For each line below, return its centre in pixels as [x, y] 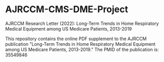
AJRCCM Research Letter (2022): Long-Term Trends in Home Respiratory [82, 23]
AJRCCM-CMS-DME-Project [67, 9]
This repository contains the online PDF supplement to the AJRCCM [76, 39]
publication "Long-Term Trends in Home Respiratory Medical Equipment [80, 44]
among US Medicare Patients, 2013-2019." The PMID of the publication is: [82, 49]
